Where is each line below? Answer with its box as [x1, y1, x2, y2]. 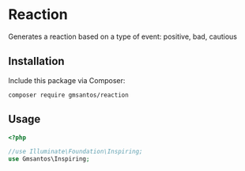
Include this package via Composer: [8, 75, 126, 85]
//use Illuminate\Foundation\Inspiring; [8, 148, 144, 156]
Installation [8, 55, 65, 68]
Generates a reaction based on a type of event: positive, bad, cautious [8, 32, 237, 41]
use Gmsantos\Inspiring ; [8, 155, 90, 163]
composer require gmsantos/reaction [8, 91, 129, 99]
